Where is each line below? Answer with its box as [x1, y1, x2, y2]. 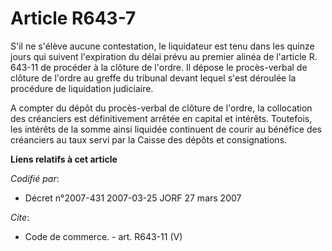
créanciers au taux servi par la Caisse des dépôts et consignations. [10, 133, 288, 146]
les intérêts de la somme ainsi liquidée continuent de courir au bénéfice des [10, 123, 323, 135]
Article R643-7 [10, 7, 137, 30]
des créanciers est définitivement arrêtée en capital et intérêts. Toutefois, [10, 112, 313, 124]
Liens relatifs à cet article [10, 153, 118, 165]
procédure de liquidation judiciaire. [10, 82, 154, 94]
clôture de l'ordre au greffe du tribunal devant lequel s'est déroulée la [10, 72, 297, 84]
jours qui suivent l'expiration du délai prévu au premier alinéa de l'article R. [10, 50, 318, 62]
